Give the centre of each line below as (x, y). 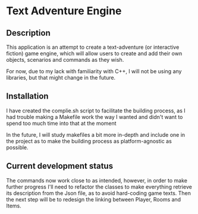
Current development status (60, 166)
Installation (27, 96)
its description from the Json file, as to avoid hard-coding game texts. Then (99, 193)
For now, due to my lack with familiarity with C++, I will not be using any (94, 71)
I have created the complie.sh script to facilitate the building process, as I (96, 111)
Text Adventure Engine (64, 11)
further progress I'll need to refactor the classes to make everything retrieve (99, 187)
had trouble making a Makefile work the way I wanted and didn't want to (95, 117)
